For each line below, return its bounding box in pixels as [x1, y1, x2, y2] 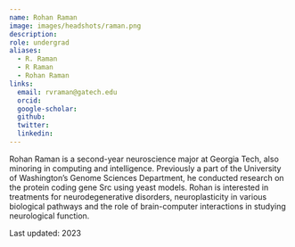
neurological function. [9, 210, 90, 221]
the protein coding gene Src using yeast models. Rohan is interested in [9, 182, 269, 193]
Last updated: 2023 [9, 227, 82, 238]
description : [9, 29, 58, 38]
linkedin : [17, 129, 53, 138]
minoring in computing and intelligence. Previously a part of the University [9, 162, 282, 174]
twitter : [17, 121, 50, 130]
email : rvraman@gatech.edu [17, 87, 118, 96]
